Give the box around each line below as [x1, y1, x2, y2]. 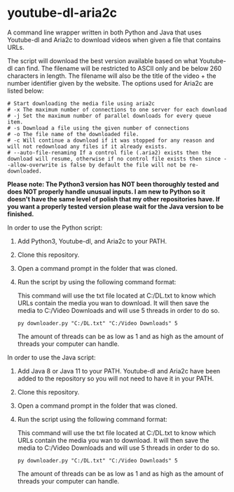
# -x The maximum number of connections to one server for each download [7, 106, 228, 113]
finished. [7, 209, 34, 218]
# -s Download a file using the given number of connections [7, 124, 190, 131]
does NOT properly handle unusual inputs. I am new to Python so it [7, 187, 205, 196]
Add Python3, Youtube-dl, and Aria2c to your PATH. [17, 237, 167, 245]
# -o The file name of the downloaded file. [7, 131, 139, 138]
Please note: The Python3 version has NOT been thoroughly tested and [7, 180, 219, 188]
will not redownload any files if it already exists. [7, 142, 168, 150]
